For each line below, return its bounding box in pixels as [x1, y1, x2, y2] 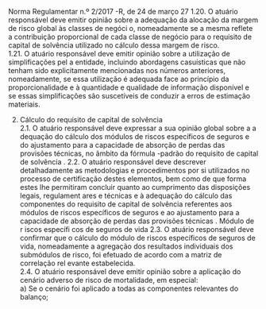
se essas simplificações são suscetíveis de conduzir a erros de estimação [8, 91, 251, 100]
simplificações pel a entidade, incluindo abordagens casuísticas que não [8, 57, 246, 67]
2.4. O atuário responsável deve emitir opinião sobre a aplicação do [19, 267, 241, 276]
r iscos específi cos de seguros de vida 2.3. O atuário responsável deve [19, 225, 254, 234]
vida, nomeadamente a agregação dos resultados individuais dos [19, 241, 233, 251]
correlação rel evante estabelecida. [19, 258, 136, 268]
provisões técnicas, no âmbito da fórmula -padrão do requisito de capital [19, 149, 259, 158]
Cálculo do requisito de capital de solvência [19, 115, 163, 124]
